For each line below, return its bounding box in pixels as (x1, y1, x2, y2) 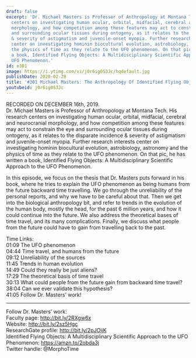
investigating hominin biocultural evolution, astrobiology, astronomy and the (6, 144, 188, 151)
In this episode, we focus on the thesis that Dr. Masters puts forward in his (6, 174, 185, 181)
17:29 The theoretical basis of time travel (6, 273, 104, 280)
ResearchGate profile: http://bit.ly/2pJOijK (6, 326, 107, 333)
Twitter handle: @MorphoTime (6, 345, 79, 352)
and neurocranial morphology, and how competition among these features (6, 119, 185, 126)
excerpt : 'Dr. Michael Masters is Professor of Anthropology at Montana (6, 14, 187, 20)
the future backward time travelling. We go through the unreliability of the (6, 187, 183, 194)
